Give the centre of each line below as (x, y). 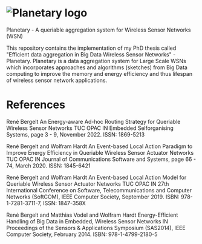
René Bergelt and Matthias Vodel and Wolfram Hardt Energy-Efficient (92, 215)
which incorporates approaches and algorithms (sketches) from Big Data (97, 67)
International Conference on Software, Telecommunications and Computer (99, 190)
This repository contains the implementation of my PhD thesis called (91, 48)
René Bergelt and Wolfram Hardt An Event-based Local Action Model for (96, 177)
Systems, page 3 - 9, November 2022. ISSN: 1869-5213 (76, 134)
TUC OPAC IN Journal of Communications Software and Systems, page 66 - (101, 159)
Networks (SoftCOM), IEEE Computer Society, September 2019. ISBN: (93, 197)
